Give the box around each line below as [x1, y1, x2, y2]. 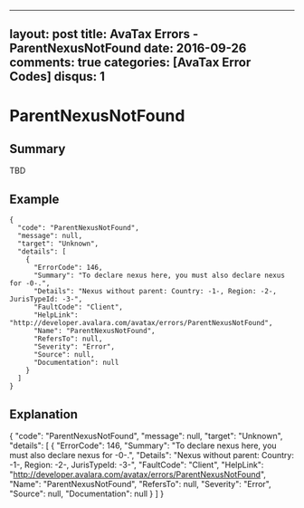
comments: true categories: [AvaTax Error [9, 55, 252, 71]
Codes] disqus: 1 [9, 69, 106, 84]
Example [9, 191, 60, 206]
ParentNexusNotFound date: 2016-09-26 [9, 41, 247, 56]
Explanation [9, 407, 79, 422]
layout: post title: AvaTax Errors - [9, 26, 199, 42]
